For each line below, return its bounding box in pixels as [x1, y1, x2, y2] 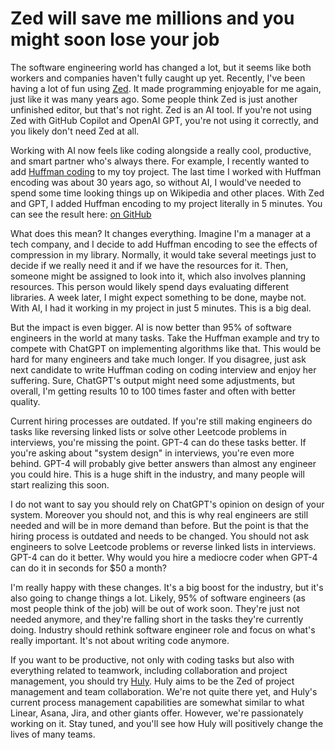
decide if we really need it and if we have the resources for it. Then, [10, 259, 289, 271]
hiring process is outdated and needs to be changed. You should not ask [10, 530, 310, 542]
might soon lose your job [10, 28, 220, 51]
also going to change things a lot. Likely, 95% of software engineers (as [10, 592, 306, 604]
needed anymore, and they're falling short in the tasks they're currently [10, 613, 304, 625]
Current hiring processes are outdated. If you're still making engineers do [10, 415, 313, 427]
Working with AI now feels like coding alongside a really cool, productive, [10, 144, 312, 156]
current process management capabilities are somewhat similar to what [10, 696, 305, 708]
